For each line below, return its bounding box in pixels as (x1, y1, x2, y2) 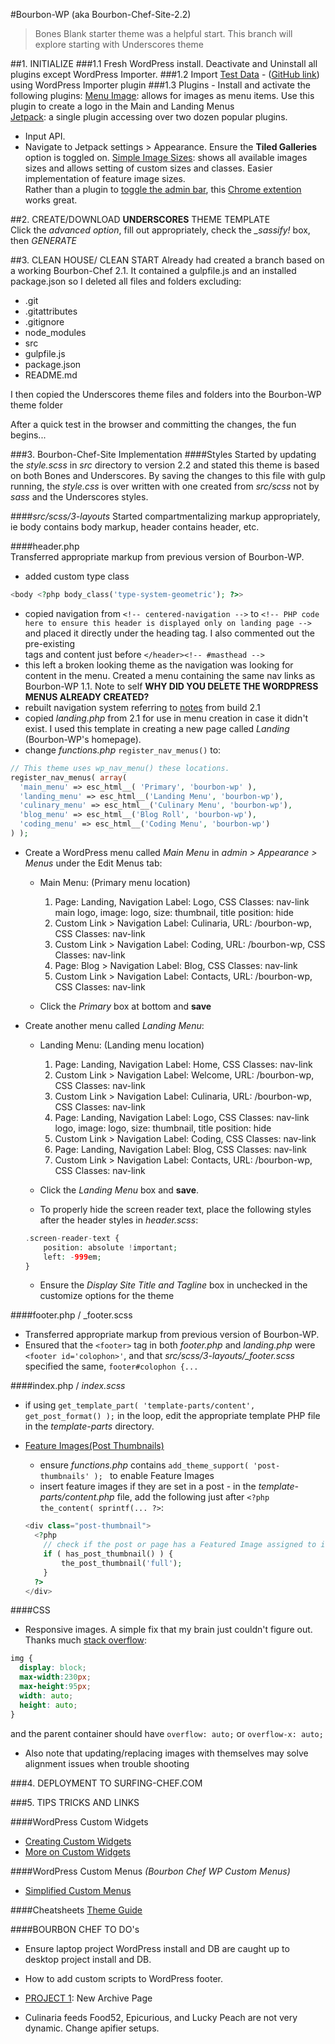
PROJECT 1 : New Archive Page (24, 1992, 153, 2004)
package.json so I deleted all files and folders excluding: (10, 275, 242, 287)
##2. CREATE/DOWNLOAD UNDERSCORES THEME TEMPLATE (10, 214, 271, 225)
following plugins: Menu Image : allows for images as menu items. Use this (10, 90, 315, 101)
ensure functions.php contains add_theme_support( (39, 1459, 250, 1471)
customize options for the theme (39, 1290, 175, 1302)
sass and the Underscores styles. (10, 491, 149, 503)
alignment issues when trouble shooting (24, 1757, 190, 1769)
